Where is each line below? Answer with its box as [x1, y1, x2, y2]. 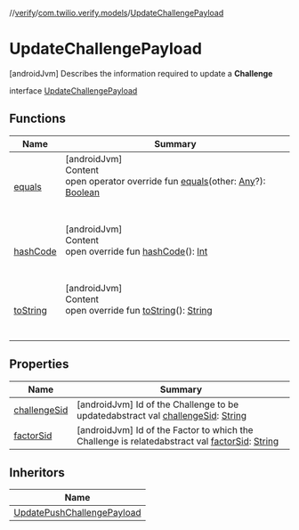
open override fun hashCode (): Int [65, 245, 208, 257]
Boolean [65, 186, 101, 199]
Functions [9, 111, 67, 126]
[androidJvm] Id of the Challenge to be [77, 398, 239, 411]
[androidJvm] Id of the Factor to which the [77, 423, 254, 436]
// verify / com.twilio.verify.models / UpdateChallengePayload [9, 8, 224, 18]
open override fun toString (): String [65, 304, 213, 316]
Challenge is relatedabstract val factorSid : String [77, 435, 279, 447]
